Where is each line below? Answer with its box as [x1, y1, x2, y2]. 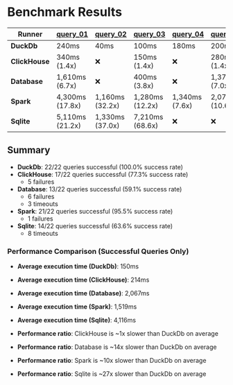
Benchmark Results [7, 4, 123, 20]
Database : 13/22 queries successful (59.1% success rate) [17, 185, 182, 193]
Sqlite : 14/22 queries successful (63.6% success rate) [17, 221, 173, 230]
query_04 [172, 29, 205, 39]
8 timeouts [27, 229, 59, 237]
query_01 [56, 29, 89, 39]
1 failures [27, 214, 53, 223]
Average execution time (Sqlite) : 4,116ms [17, 316, 137, 325]
